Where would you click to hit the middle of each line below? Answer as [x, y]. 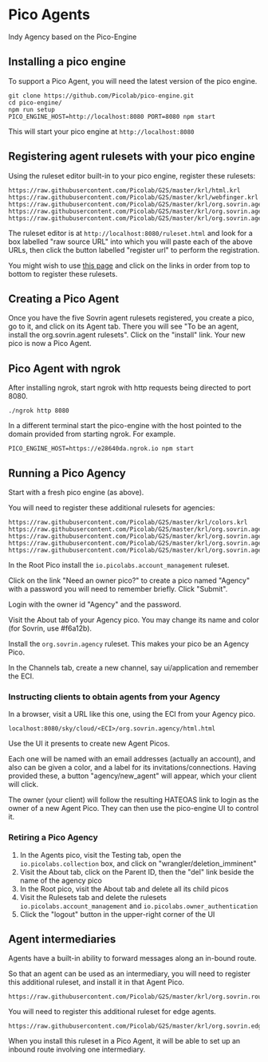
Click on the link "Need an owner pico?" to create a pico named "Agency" [129, 580]
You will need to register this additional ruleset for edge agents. [112, 1012]
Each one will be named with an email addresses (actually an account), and [132, 759]
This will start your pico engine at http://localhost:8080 [101, 131]
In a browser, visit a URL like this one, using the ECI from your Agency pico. [132, 714]
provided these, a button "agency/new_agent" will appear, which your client [132, 776]
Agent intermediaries [62, 939]
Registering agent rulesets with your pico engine [132, 157]
